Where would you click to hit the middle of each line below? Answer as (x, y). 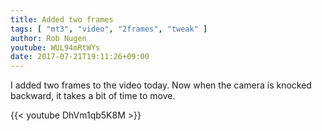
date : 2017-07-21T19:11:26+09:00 (80, 57)
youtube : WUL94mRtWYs (55, 47)
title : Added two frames (62, 19)
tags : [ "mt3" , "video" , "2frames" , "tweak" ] (109, 29)
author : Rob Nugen (48, 38)
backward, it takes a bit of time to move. (93, 96)
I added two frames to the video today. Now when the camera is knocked (161, 85)
